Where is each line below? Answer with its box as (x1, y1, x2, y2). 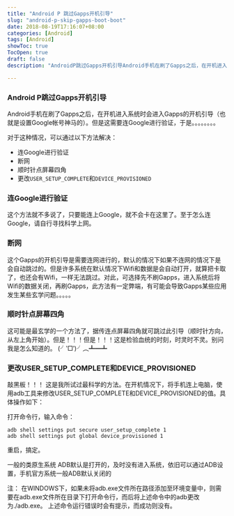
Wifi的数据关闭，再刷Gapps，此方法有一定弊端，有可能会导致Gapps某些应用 (7, 282, 227, 290)
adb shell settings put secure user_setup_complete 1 (7, 427, 167, 434)
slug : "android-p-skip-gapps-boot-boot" (7, 17, 127, 24)
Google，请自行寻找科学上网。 (7, 219, 95, 227)
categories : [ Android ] (7, 29, 73, 37)
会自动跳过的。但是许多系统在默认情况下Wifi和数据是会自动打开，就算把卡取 (7, 264, 226, 273)
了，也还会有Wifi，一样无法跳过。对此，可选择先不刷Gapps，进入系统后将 (7, 273, 221, 281)
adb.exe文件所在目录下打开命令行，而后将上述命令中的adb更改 (19, 493, 200, 501)
